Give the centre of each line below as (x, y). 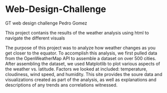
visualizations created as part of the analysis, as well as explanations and (81, 79)
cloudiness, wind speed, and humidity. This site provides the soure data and (84, 74)
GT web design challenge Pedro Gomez (46, 23)
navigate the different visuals (35, 38)
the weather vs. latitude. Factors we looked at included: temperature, (76, 69)
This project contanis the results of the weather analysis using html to (77, 32)
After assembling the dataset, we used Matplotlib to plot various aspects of (83, 63)
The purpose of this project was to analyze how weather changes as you (80, 47)
